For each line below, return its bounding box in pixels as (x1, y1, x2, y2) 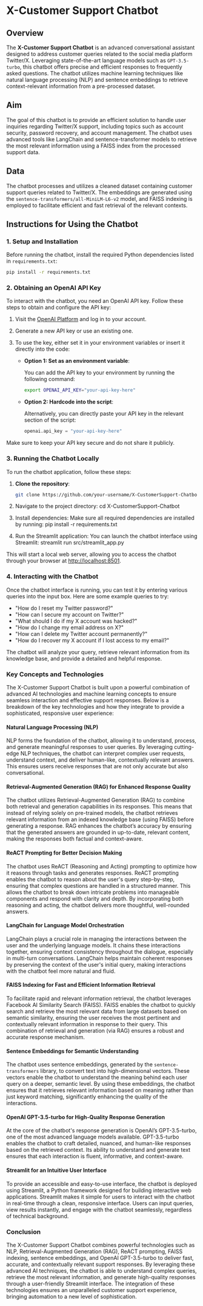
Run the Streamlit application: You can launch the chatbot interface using (15, 532, 198, 540)
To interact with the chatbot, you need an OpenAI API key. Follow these (6, 297, 184, 305)
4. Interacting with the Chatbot (6, 572, 99, 581)
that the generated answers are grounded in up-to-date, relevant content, (6, 829, 190, 836)
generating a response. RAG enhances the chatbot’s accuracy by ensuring (6, 822, 192, 830)
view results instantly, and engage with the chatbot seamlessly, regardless (6, 1206, 192, 1213)
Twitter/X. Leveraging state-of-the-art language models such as (6, 57, 167, 64)
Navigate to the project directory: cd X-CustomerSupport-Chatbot (15, 502, 180, 510)
